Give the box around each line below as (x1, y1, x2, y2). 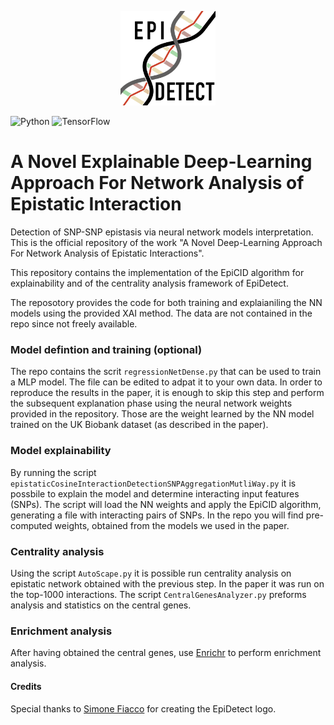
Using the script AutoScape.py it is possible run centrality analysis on (10, 567, 292, 580)
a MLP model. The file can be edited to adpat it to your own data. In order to (10, 376, 323, 388)
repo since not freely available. (10, 318, 138, 330)
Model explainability (10, 444, 112, 458)
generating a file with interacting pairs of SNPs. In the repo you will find (10, 509, 304, 521)
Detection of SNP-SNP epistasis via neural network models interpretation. (10, 226, 314, 238)
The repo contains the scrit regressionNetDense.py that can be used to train (10, 366, 322, 378)
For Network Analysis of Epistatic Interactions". (10, 247, 205, 260)
